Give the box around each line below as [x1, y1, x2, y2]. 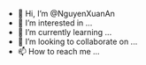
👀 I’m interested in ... [17, 18, 93, 28]
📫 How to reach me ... [17, 47, 100, 56]
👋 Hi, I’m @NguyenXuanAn [17, 9, 115, 18]
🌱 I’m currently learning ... [17, 27, 112, 37]
